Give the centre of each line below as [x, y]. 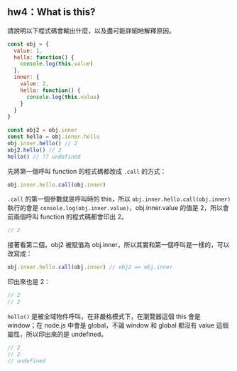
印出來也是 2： [29, 282]
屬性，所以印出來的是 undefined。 [57, 334]
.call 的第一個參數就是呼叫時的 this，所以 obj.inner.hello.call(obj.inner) [119, 199]
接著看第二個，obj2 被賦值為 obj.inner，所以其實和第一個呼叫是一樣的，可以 [118, 245]
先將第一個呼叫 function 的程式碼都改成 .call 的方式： [87, 171]
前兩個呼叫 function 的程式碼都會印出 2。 [67, 217]
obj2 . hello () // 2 [34, 150]
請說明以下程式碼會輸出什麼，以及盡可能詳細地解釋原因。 [91, 31]
